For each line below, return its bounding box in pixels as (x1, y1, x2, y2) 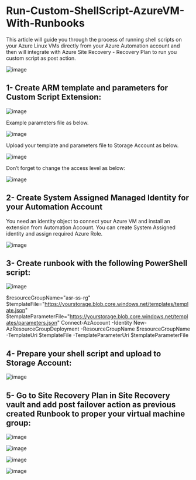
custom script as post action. (6, 55, 76, 62)
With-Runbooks (6, 16, 85, 30)
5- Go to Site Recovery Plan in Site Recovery (6, 390, 171, 400)
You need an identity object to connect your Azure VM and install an (6, 217, 171, 224)
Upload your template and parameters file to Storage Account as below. (6, 142, 179, 149)
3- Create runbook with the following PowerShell (6, 258, 188, 268)
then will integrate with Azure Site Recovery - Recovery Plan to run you (6, 48, 177, 55)
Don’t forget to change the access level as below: (6, 164, 126, 171)
